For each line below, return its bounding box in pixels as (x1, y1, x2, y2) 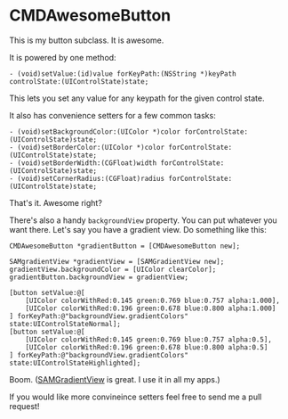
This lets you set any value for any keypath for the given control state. (9, 93, 265, 103)
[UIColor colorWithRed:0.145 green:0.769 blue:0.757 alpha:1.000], (25, 296, 280, 305)
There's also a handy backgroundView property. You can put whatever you (9, 215, 277, 226)
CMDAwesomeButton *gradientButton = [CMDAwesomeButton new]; (9, 242, 241, 251)
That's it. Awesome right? (9, 197, 102, 208)
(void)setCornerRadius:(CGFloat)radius (17, 174, 165, 183)
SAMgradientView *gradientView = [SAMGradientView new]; (9, 257, 225, 266)
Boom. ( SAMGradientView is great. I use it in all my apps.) (9, 374, 220, 384)
